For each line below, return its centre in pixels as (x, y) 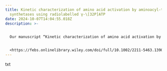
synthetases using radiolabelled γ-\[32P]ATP (58, 14)
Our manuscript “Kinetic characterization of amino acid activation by (85, 37)
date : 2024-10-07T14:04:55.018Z (39, 19)
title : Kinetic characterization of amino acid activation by (71, 10)
